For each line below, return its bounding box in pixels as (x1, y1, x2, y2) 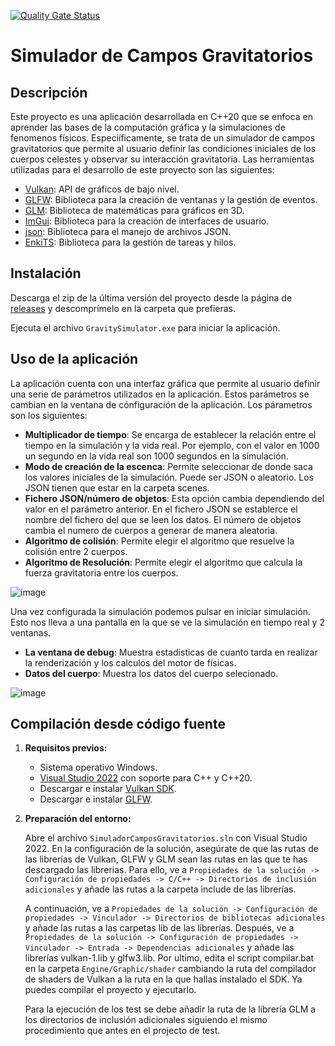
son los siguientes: (10, 409, 88, 421)
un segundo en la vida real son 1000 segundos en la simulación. (24, 450, 289, 462)
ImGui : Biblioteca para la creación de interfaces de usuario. (24, 215, 270, 227)
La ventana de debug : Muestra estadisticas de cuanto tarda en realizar (24, 646, 318, 658)
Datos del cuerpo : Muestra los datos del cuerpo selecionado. (24, 667, 279, 679)
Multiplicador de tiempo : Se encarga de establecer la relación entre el (24, 428, 317, 440)
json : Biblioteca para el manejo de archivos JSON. (24, 226, 232, 237)
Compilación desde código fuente (10, 716, 226, 733)
